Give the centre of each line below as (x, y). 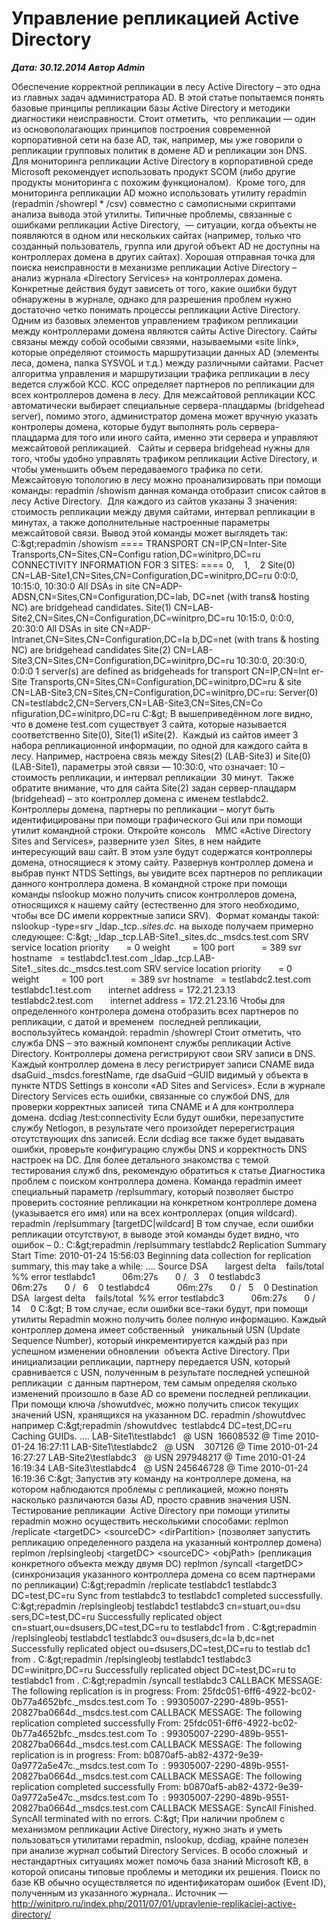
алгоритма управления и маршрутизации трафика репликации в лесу (161, 373)
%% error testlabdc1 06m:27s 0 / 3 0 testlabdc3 (136, 1276)
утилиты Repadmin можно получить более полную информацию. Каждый (169, 1319)
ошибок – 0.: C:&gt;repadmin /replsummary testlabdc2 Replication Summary (169, 1244)
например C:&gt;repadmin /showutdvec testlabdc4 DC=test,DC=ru (152, 1425)
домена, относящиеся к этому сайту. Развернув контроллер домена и (162, 862)
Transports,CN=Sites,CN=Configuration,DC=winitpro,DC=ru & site (165, 681)
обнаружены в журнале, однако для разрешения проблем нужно (151, 299)
